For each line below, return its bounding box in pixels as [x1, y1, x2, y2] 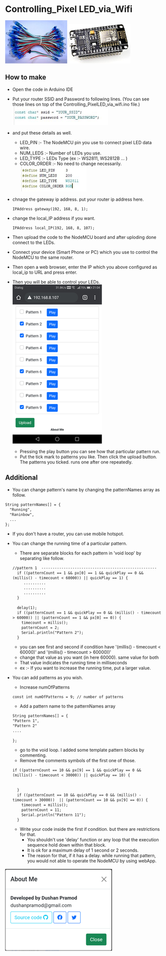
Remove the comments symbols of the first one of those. [19, 757, 136, 763]
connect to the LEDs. [12, 239, 55, 245]
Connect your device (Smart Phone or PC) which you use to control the [12, 249, 158, 255]
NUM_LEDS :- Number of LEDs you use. [19, 150, 102, 156]
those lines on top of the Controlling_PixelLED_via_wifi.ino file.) [12, 101, 140, 107]
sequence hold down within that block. [27, 842, 107, 848]
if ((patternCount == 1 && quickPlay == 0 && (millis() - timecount [17, 610, 162, 615]
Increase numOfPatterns [19, 684, 70, 690]
